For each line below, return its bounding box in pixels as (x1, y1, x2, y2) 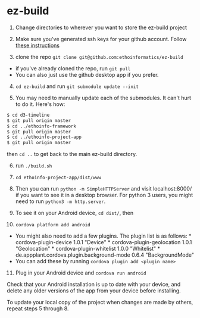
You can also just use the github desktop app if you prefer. (15, 71, 159, 78)
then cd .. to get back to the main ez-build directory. (7, 151, 137, 158)
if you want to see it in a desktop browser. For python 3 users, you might (15, 192, 193, 199)
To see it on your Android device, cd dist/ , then (15, 210, 133, 217)
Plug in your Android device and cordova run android (15, 269, 146, 276)
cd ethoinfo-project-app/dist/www (15, 174, 101, 181)
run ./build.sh (15, 162, 52, 169)
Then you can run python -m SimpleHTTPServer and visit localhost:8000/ (15, 185, 192, 192)
